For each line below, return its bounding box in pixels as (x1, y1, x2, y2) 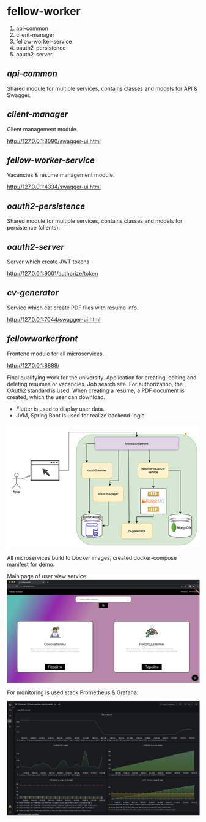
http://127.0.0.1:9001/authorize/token (7, 270, 98, 277)
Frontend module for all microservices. (7, 350, 105, 357)
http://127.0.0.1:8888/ (7, 362, 60, 369)
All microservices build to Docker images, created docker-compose (7, 554, 177, 561)
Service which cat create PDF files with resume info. (7, 304, 139, 311)
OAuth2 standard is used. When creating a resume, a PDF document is (7, 387, 185, 394)
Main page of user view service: (7, 572, 88, 580)
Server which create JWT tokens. (7, 258, 91, 265)
